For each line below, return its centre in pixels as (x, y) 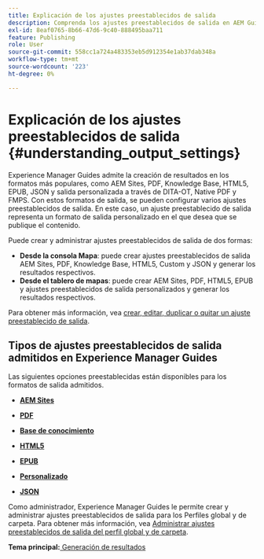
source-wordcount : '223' (49, 67)
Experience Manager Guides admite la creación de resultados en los (119, 175)
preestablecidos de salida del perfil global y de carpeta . (98, 532)
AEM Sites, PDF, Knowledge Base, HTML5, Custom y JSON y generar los (137, 263)
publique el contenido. (44, 225)
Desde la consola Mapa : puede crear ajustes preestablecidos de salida (135, 256)
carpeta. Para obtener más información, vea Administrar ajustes (112, 524)
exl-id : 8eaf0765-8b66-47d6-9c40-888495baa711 (86, 30)
